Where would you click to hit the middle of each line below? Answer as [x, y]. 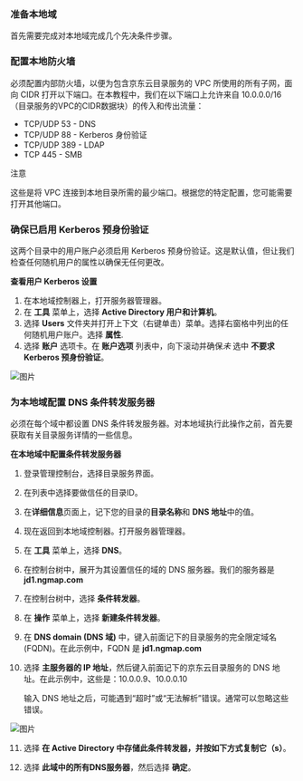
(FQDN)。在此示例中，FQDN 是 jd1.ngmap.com [113, 649]
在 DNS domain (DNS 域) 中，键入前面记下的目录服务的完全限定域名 [150, 637]
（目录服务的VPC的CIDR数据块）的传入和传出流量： [107, 105]
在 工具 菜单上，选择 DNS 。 [75, 551]
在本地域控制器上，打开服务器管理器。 [95, 300]
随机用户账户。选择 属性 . [77, 334]
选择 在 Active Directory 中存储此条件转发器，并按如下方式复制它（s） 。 [157, 748]
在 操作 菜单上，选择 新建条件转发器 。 [94, 618]
